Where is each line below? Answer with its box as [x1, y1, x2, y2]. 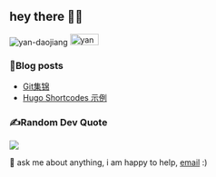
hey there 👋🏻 [9, 9, 83, 25]
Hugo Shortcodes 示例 [22, 93, 107, 103]
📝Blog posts [9, 59, 64, 72]
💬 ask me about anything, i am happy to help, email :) [9, 157, 208, 168]
